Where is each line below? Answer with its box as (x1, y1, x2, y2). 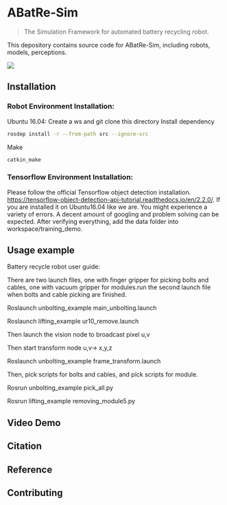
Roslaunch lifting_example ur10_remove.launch (7, 317, 139, 326)
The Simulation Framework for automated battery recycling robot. (23, 27, 209, 36)
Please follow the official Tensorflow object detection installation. (7, 188, 191, 197)
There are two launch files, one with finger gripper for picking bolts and (7, 276, 209, 284)
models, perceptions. (7, 48, 67, 56)
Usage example (7, 245, 75, 256)
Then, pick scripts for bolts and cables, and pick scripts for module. (7, 370, 198, 379)
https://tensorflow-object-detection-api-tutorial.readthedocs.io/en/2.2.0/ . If (7, 195, 221, 203)
